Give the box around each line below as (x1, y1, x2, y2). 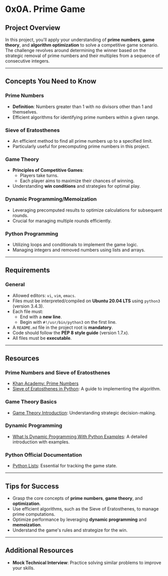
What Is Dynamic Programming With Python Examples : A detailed (12, 433, 147, 439)
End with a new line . (19, 314, 62, 320)
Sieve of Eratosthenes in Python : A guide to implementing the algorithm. (12, 386, 161, 392)
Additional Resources (5, 546, 73, 555)
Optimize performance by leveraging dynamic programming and (12, 516, 146, 522)
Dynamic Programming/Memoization (5, 196, 97, 203)
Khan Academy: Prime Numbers (12, 380, 79, 386)
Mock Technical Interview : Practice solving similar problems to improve (12, 559, 161, 565)
